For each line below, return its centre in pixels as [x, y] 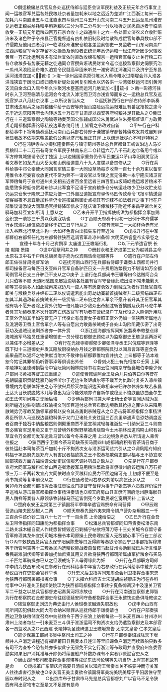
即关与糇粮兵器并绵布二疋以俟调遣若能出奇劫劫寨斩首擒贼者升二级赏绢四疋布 [83, 293]
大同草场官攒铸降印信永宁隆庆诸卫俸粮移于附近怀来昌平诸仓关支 [96, 206]
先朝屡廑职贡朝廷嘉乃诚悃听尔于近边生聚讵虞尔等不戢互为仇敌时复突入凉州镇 [83, 380]
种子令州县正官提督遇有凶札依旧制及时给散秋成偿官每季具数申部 [92, 38]
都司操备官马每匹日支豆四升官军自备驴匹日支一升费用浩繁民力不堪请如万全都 [83, 268]
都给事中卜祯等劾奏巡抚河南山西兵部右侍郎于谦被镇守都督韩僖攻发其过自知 [81, 131]
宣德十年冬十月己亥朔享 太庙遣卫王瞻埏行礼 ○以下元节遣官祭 [86, 243]
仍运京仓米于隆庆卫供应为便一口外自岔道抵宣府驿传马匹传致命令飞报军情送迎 [83, 194]
